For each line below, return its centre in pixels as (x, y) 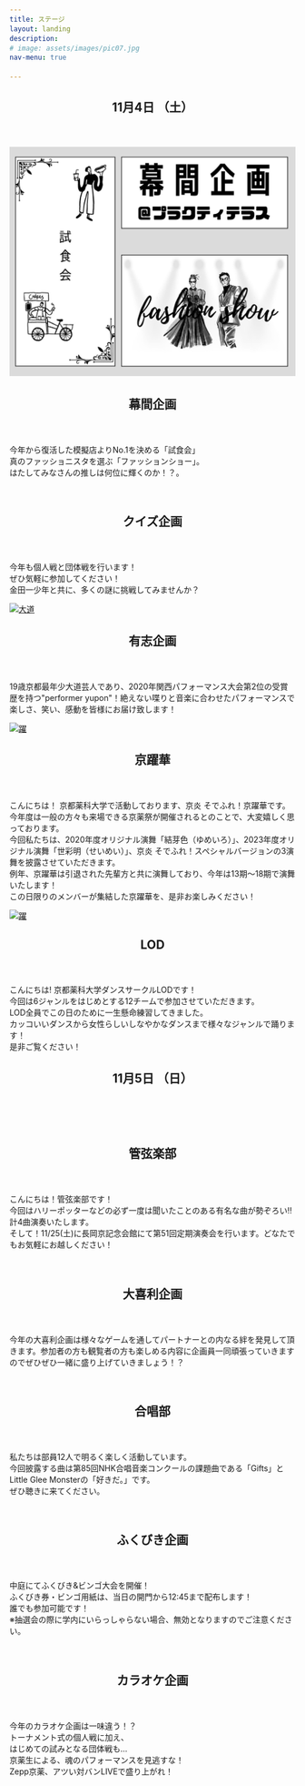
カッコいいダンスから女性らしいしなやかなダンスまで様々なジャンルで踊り (148, 1024)
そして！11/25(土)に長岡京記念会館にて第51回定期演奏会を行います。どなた (148, 1233)
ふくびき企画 (152, 1540)
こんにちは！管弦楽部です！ (61, 1199)
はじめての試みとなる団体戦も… (69, 1749)
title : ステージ (37, 19)
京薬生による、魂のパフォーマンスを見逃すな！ (97, 1760)
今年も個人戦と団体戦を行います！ (73, 567)
